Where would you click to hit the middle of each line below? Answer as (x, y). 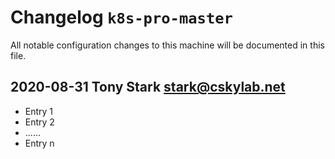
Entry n (39, 143)
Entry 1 (39, 111)
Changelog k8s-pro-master (121, 17)
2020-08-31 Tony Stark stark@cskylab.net (148, 87)
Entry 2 (39, 122)
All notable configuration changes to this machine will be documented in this (167, 45)
